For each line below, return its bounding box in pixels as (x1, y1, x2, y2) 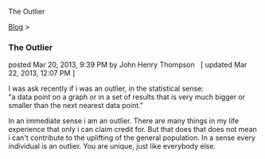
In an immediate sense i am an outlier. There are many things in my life (8, 116, 240, 126)
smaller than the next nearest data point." (8, 101, 144, 111)
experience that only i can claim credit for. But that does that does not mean (8, 125, 257, 134)
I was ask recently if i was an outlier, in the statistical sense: (8, 83, 205, 94)
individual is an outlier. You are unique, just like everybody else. (8, 142, 216, 151)
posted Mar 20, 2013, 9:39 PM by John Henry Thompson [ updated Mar (8, 60, 247, 70)
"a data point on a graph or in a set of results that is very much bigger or (8, 92, 246, 102)
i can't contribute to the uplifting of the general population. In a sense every (8, 133, 256, 142)
